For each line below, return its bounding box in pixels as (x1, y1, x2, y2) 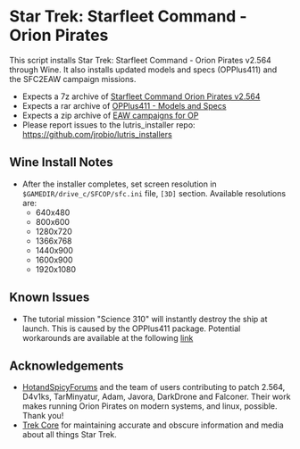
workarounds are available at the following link (21, 332, 194, 343)
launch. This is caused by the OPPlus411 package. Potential (21, 323, 241, 334)
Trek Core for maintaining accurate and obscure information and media (21, 420, 284, 430)
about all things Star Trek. (21, 429, 118, 440)
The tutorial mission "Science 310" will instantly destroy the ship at (21, 313, 268, 324)
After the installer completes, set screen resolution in (21, 179, 217, 189)
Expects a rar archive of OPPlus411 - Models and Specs (21, 100, 227, 111)
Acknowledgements (9, 358, 124, 373)
